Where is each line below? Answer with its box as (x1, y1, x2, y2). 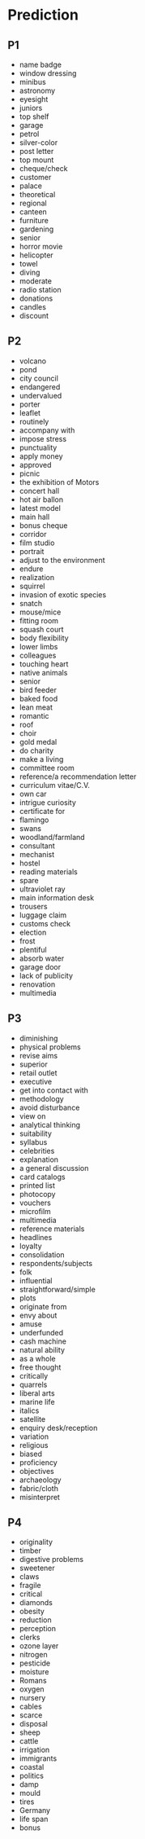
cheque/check (19, 164, 68, 173)
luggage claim (19, 910, 67, 920)
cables (19, 1701, 42, 1712)
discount (19, 311, 49, 320)
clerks (19, 1632, 41, 1643)
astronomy (19, 86, 56, 95)
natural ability (19, 1344, 66, 1354)
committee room (19, 763, 75, 772)
